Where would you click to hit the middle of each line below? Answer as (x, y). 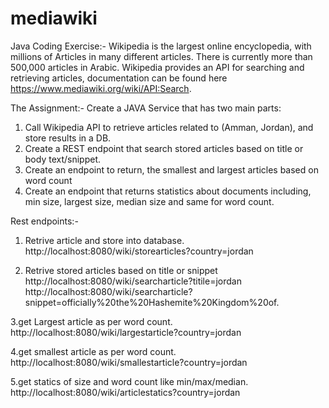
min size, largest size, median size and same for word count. (149, 201)
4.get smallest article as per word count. (93, 351)
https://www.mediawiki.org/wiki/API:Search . (101, 88)
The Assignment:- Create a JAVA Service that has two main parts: (146, 108)
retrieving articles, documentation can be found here (119, 78)
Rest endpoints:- (44, 221)
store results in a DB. (68, 138)
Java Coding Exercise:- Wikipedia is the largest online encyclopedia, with (161, 46)
